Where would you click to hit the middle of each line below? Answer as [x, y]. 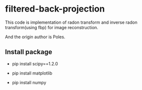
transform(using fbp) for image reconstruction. [52, 27]
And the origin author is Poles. [35, 37]
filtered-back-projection [55, 9]
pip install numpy [29, 82]
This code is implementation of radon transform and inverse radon [71, 22]
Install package [29, 52]
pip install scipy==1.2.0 [35, 63]
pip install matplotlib [32, 73]
